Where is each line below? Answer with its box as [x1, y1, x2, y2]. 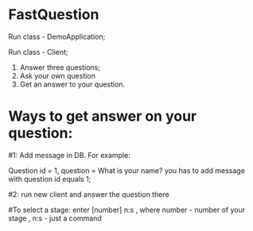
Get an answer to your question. [19, 79, 126, 89]
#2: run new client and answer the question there [8, 189, 169, 199]
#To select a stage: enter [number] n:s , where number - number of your [8, 205, 245, 214]
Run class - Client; [8, 47, 69, 56]
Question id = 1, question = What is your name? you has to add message [8, 165, 245, 175]
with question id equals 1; [8, 174, 91, 183]
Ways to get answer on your [8, 107, 197, 125]
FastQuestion [8, 6, 99, 24]
